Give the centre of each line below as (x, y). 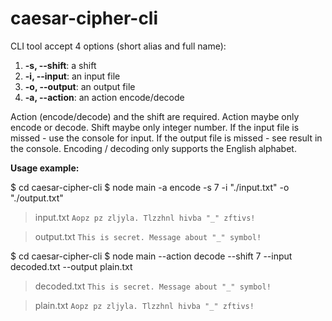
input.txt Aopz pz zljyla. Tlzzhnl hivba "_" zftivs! (145, 217)
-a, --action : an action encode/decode (104, 97)
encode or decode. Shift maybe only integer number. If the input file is (155, 127)
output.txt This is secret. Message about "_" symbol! (148, 236)
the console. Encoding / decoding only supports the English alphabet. (153, 148)
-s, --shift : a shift (60, 65)
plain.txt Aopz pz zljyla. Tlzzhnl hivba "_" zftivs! (144, 305)
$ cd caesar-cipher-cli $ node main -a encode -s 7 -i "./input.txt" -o (150, 187)
